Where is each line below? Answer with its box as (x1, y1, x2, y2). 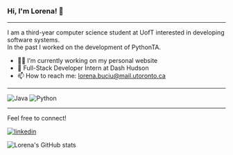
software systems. (7, 36, 60, 44)
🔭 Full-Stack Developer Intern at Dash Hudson (17, 64, 149, 72)
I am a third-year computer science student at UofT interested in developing (7, 28, 225, 37)
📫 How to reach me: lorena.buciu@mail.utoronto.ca (17, 72, 166, 80)
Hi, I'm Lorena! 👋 (7, 6, 64, 16)
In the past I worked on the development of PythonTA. (7, 43, 162, 51)
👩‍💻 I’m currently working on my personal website (17, 57, 158, 65)
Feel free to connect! (7, 114, 67, 122)
